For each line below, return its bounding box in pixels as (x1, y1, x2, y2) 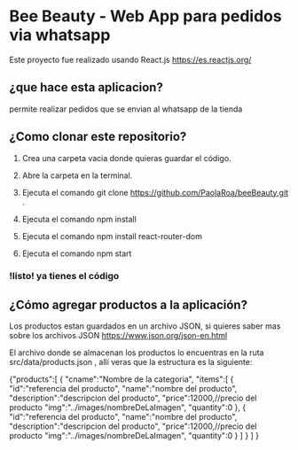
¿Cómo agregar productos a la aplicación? (9, 297, 248, 312)
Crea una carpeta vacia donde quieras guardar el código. (21, 152, 232, 163)
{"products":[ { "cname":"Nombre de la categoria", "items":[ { (9, 374, 234, 384)
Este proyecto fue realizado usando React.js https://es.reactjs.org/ (9, 54, 252, 65)
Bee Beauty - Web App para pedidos (9, 6, 282, 27)
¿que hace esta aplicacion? (9, 80, 164, 95)
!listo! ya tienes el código (9, 270, 120, 283)
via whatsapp (9, 25, 111, 45)
